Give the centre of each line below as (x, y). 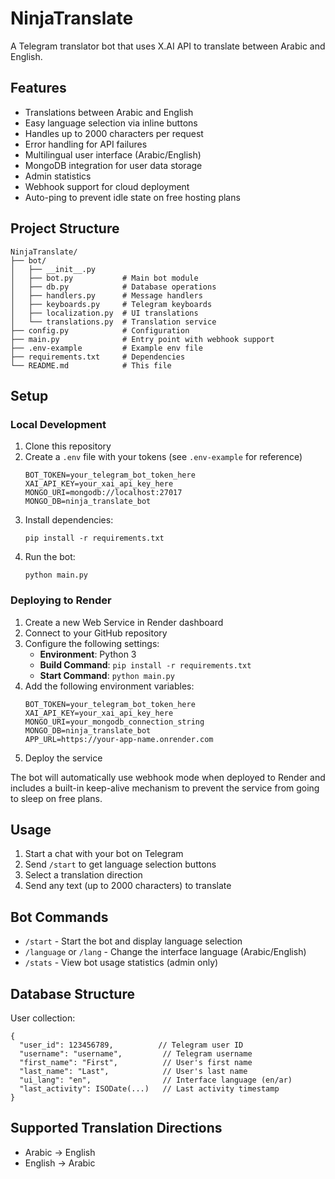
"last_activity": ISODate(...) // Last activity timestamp (149, 1088)
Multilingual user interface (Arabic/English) (113, 154)
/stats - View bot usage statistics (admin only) (121, 963)
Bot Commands (59, 917)
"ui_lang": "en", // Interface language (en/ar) (156, 1080)
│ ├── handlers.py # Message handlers (106, 295)
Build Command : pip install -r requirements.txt (145, 664)
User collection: (43, 1018)
